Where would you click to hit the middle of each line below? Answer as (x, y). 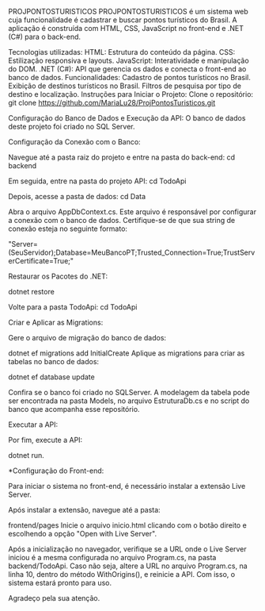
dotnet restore (32, 292)
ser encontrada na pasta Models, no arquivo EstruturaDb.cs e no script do (129, 401)
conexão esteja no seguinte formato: (68, 229)
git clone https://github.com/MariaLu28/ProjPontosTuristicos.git (112, 103)
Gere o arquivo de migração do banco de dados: (87, 338)
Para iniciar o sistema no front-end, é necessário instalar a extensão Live (127, 486)
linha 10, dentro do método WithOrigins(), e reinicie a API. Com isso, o (122, 574)
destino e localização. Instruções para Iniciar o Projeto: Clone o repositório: (131, 94)
